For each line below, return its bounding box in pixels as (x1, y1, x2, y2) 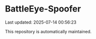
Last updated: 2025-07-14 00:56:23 (5, 19, 77, 25)
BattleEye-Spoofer (5, 3, 81, 14)
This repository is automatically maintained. (5, 28, 92, 34)
